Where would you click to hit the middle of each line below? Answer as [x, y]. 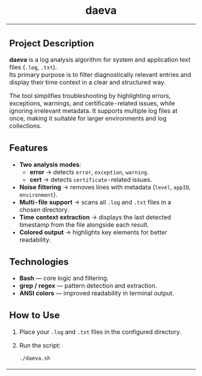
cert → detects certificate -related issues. [91, 179]
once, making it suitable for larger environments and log [88, 119]
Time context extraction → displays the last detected [95, 217]
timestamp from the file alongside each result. [84, 224]
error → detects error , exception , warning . [89, 172]
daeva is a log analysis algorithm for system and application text [100, 60]
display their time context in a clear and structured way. [88, 82]
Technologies [39, 262]
